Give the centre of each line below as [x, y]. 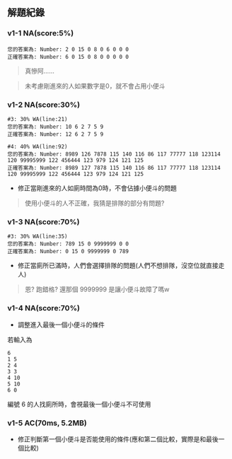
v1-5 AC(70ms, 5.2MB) [47, 423]
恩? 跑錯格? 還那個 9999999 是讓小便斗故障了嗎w [97, 289]
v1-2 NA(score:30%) [43, 105]
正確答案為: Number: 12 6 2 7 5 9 [56, 134]
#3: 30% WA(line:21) [38, 119]
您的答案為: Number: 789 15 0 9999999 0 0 [68, 244]
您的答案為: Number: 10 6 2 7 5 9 [56, 127]
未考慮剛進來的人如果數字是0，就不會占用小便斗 [95, 86]
